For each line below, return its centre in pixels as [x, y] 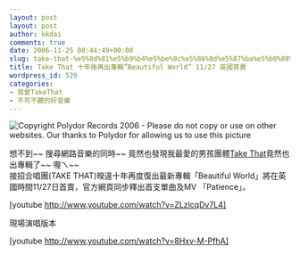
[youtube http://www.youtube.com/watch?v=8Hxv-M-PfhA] [119, 241]
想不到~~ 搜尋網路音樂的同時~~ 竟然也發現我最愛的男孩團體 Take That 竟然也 [150, 153]
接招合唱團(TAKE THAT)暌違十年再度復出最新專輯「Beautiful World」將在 [144, 176]
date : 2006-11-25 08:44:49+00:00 [71, 51]
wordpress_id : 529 [43, 76]
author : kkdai [36, 34]
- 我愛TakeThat [36, 92]
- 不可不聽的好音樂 [40, 100]
